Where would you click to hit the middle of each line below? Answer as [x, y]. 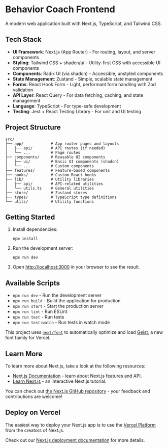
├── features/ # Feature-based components [58, 170]
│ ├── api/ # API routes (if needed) [55, 148]
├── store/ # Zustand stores [46, 193]
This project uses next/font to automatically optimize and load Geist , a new [84, 332]
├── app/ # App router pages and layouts [62, 144]
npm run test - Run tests [38, 317]
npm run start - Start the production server [58, 306]
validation [23, 90]
